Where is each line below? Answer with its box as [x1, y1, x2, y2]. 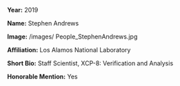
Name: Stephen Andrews [7, 19, 79, 27]
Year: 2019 [7, 6, 39, 14]
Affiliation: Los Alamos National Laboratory [7, 46, 131, 54]
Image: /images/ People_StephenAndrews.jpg [7, 32, 138, 41]
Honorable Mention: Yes [7, 72, 78, 80]
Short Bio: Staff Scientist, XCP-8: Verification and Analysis [7, 59, 174, 67]
